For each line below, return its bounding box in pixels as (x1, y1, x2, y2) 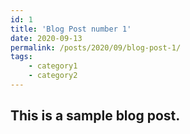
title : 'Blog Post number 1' (10, 24, 132, 34)
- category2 (28, 71, 78, 81)
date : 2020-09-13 (10, 33, 83, 43)
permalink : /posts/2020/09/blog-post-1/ (10, 42, 182, 53)
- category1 (28, 61, 78, 71)
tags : (10, 52, 33, 62)
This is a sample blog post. (10, 107, 181, 125)
